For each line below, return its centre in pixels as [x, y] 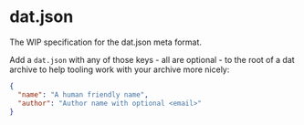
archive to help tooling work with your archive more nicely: [120, 69]
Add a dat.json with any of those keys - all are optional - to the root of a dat [152, 59]
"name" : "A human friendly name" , [83, 94]
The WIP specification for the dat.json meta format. [106, 42]
